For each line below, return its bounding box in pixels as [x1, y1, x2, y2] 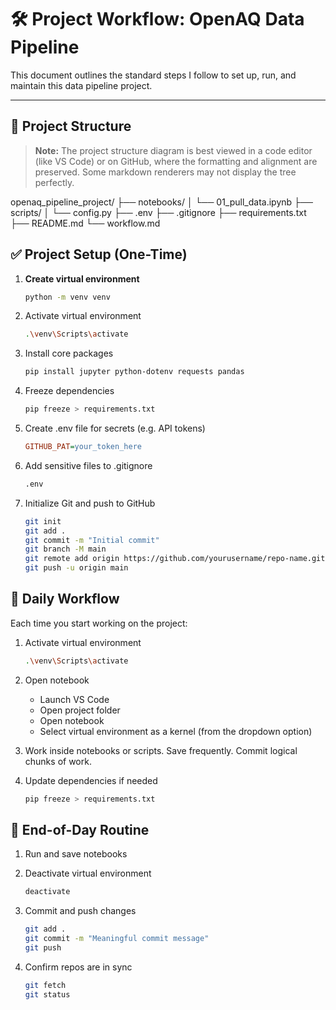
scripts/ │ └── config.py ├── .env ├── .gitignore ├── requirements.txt [10, 206, 307, 218]
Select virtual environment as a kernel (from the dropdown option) [39, 725, 313, 737]
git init [24, 516, 62, 526]
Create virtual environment [24, 272, 140, 285]
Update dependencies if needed [24, 774, 158, 786]
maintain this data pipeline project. [10, 79, 153, 91]
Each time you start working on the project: [10, 617, 188, 629]
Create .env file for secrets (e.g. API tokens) [24, 422, 206, 435]
